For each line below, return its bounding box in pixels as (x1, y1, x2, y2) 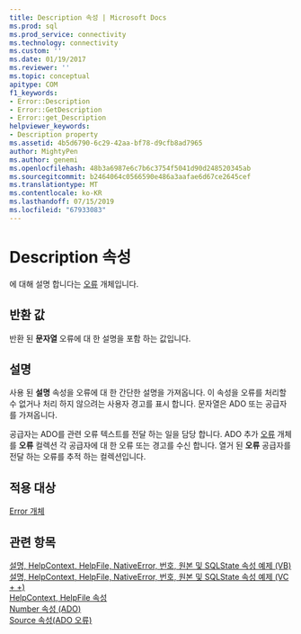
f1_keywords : (9, 88, 58, 97)
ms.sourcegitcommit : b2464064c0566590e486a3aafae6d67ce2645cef (9, 172, 252, 181)
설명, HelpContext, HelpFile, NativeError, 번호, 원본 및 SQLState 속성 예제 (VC (9, 571, 289, 582)
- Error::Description (9, 96, 91, 106)
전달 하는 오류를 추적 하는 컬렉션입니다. (9, 451, 146, 462)
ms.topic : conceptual (9, 72, 91, 81)
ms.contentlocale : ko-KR (9, 189, 102, 198)
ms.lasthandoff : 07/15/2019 (9, 197, 115, 207)
